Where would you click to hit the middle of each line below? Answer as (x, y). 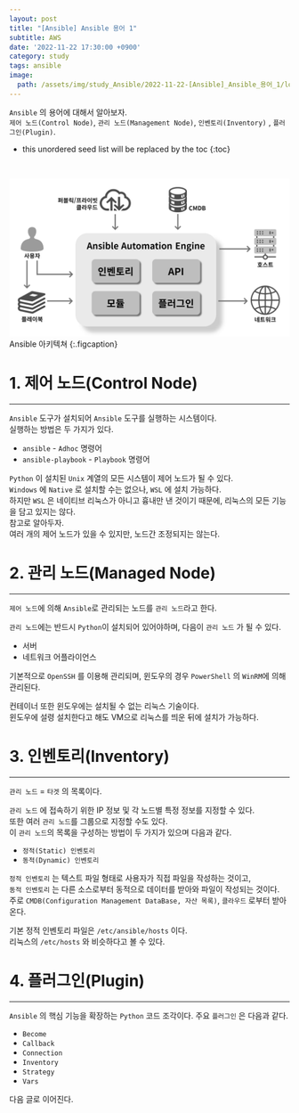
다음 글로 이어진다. (41, 1099)
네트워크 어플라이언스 (59, 657)
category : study (39, 57)
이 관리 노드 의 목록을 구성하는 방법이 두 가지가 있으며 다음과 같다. (121, 832)
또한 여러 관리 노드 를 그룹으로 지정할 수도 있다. (89, 822)
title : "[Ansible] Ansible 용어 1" (73, 28)
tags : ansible (36, 66)
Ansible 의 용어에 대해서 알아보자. (68, 112)
